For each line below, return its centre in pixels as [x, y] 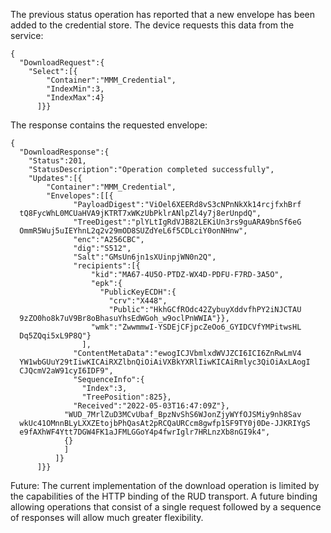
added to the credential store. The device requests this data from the [152, 25]
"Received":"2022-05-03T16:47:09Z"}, [151, 406]
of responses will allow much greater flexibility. [107, 517]
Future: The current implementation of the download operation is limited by [165, 485]
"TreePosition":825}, [126, 397]
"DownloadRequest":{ [62, 63]
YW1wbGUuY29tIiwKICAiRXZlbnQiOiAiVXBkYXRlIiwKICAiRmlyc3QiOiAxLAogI [165, 362]
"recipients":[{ [107, 266]
